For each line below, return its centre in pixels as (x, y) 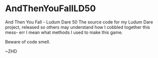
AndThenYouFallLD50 (51, 9)
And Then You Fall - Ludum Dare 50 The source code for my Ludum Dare (79, 22)
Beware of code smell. (28, 41)
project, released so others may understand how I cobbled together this (78, 27)
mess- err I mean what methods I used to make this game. (64, 32)
